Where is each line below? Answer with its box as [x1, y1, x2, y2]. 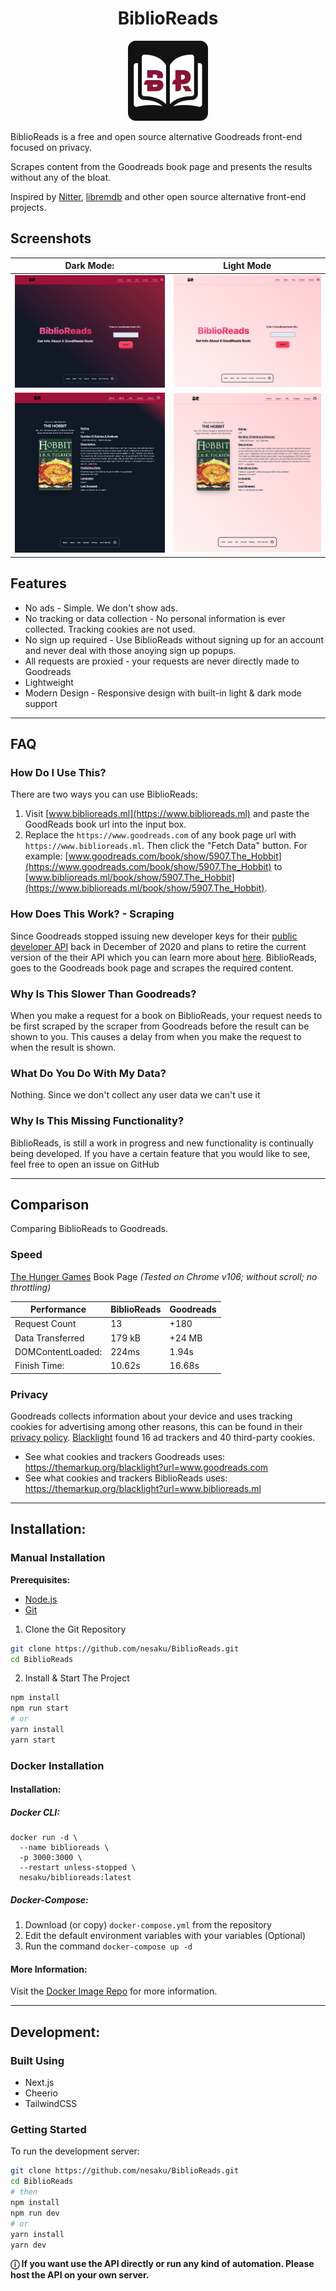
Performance [30, 1303, 87, 1316]
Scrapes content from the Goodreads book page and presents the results [10, 160, 313, 172]
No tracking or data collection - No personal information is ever [24, 612, 286, 624]
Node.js [24, 1593, 58, 1605]
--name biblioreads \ [19, 1843, 110, 1853]
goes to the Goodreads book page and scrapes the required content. [10, 962, 294, 974]
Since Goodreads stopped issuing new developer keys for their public [10, 930, 298, 942]
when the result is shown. [10, 1041, 117, 1053]
